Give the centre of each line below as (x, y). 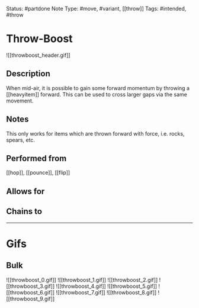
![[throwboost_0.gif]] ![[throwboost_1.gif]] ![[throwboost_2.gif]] (82, 280)
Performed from (36, 158)
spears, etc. (21, 140)
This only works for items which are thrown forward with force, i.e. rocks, (95, 133)
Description (28, 74)
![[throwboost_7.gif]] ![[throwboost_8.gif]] (106, 292)
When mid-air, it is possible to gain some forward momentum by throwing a (98, 88)
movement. (20, 101)
